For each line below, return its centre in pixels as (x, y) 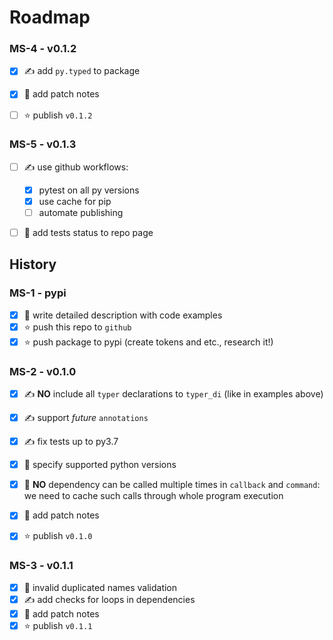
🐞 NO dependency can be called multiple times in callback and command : (172, 485)
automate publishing (81, 212)
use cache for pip (75, 201)
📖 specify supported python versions (100, 465)
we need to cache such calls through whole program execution (153, 496)
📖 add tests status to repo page (88, 233)
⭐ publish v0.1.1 (58, 625)
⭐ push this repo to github (77, 327)
